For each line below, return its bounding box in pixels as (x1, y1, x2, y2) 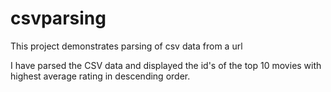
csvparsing (10, 7, 107, 30)
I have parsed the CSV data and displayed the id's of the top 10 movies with (10, 59, 322, 71)
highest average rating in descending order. (10, 70, 191, 82)
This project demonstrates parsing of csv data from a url (10, 40, 243, 52)
